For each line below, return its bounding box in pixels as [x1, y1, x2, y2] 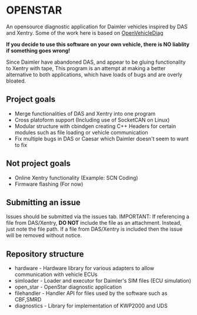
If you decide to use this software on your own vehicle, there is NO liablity [6, 41, 190, 48]
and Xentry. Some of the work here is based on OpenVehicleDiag [6, 29, 163, 36]
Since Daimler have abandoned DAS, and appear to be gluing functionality [6, 58, 186, 65]
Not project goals [6, 159, 71, 169]
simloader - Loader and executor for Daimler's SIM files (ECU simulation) [14, 277, 192, 284]
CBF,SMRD [14, 296, 42, 303]
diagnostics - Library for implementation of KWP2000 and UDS [14, 302, 168, 310]
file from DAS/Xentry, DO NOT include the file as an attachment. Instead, [6, 219, 182, 227]
